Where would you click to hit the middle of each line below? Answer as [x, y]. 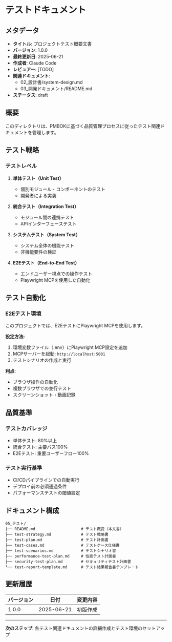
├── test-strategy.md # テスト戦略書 [57, 534]
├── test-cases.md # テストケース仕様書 [62, 545]
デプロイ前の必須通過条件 [40, 486]
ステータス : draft [30, 95]
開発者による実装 [38, 195]
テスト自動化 [26, 297]
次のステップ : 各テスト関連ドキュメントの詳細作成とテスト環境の [74, 628]
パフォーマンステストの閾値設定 [46, 493]
